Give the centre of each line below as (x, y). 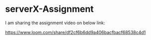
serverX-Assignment (49, 9)
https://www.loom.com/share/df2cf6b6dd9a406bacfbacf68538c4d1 (75, 32)
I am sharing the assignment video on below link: (55, 23)
